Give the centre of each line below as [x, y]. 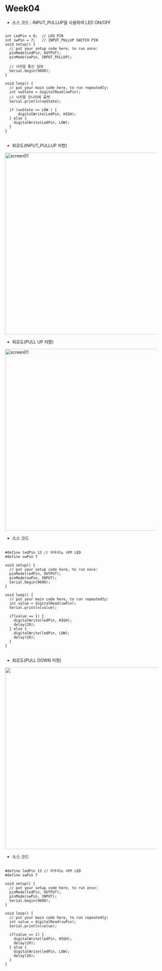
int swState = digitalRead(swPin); [45, 92]
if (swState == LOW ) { [33, 110]
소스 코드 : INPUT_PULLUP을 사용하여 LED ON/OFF [61, 22]
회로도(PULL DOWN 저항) [37, 660]
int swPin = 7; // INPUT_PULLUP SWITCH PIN [51, 40]
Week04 [22, 8]
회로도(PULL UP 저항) [33, 342]
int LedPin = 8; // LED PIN [34, 36]
